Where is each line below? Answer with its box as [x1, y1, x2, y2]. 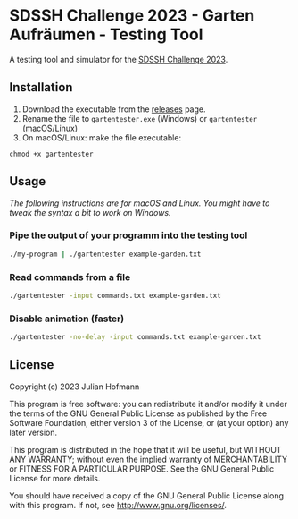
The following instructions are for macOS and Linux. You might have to [9, 198, 270, 208]
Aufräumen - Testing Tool [9, 24, 203, 45]
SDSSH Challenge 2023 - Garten [9, 5, 255, 26]
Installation [9, 80, 73, 95]
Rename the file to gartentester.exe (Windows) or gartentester [21, 113, 258, 123]
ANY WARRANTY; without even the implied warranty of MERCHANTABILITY [9, 454, 288, 464]
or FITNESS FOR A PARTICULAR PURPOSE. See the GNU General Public [9, 463, 275, 474]
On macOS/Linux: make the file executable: [21, 132, 181, 143]
